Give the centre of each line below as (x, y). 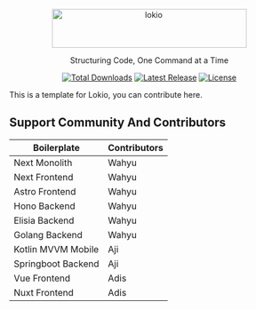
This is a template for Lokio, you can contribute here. (106, 95)
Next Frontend (44, 177)
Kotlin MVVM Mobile (56, 249)
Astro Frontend (45, 191)
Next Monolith (43, 163)
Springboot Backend (56, 264)
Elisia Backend (44, 220)
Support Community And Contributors (118, 123)
